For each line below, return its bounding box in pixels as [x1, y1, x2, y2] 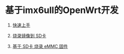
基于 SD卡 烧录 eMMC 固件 [12, 43, 68, 49]
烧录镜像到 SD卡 [12, 32, 46, 38]
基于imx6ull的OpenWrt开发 [5, 4, 119, 16]
